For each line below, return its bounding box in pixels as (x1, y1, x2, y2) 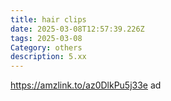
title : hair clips (10, 14, 87, 25)
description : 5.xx (10, 52, 87, 62)
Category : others (10, 42, 83, 53)
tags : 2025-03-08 (10, 33, 83, 43)
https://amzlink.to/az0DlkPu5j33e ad (10, 79, 162, 91)
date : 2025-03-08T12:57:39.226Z (10, 24, 145, 34)
